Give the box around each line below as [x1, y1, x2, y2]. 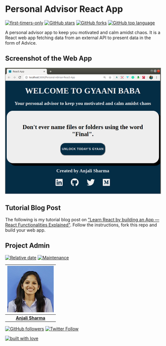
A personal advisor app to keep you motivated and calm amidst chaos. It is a [5, 29, 161, 35]
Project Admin [5, 242, 50, 250]
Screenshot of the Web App [5, 54, 92, 63]
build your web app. [5, 227, 46, 233]
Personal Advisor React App [5, 3, 124, 15]
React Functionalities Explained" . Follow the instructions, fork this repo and [5, 222, 157, 228]
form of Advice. [5, 40, 37, 46]
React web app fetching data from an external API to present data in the [5, 35, 151, 41]
